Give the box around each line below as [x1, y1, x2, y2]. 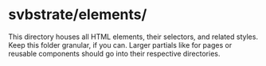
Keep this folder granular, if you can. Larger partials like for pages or [8, 40, 233, 49]
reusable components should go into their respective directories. [8, 49, 221, 58]
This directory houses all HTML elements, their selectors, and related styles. [8, 32, 259, 41]
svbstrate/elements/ [8, 6, 147, 24]
